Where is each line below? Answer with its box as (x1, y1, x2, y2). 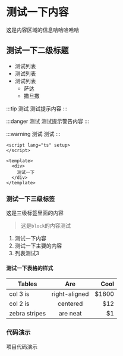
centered (57, 299, 83, 308)
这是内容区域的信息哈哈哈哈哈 (6, 26, 79, 33)
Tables (17, 280, 37, 288)
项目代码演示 (6, 343, 37, 350)
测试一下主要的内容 (14, 242, 62, 249)
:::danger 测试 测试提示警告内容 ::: (6, 117, 89, 125)
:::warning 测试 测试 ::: (6, 130, 61, 137)
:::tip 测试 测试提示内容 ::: (6, 105, 68, 112)
